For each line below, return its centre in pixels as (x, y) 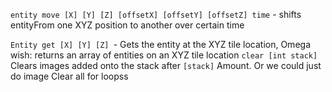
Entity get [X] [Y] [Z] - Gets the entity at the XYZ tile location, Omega (160, 44)
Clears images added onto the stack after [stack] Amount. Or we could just (166, 65)
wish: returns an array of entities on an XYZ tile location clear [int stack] (164, 55)
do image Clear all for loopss (69, 76)
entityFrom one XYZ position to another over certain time (127, 25)
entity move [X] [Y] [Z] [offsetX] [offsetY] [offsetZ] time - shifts (156, 14)
